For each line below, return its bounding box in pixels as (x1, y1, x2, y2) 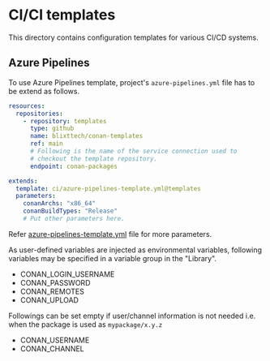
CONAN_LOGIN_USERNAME (19, 269, 115, 279)
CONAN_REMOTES (19, 286, 85, 296)
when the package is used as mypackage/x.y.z (8, 319, 163, 329)
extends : (8, 177, 38, 185)
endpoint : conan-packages (29, 162, 118, 170)
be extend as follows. (8, 86, 79, 96)
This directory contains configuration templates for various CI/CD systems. (8, 32, 259, 42)
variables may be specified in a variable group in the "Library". (8, 253, 217, 263)
